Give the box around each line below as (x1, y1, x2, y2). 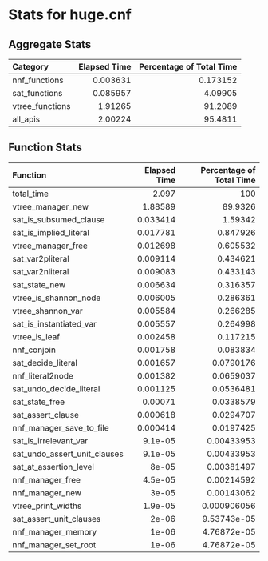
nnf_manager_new (12, 487, 82, 498)
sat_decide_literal (12, 357, 78, 368)
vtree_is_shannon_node (12, 292, 101, 303)
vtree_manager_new (12, 201, 89, 212)
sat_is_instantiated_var (12, 318, 97, 329)
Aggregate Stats (8, 38, 92, 51)
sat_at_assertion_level (12, 461, 94, 472)
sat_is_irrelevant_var (12, 435, 89, 446)
